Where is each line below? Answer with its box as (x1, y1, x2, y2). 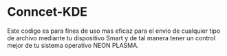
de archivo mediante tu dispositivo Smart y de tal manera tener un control (7, 33, 215, 42)
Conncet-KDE (7, 4, 88, 20)
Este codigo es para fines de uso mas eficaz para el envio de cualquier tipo (7, 27, 221, 35)
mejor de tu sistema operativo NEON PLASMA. (7, 41, 139, 49)
